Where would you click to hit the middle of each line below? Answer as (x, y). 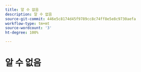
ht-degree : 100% (22, 33)
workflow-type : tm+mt (27, 23)
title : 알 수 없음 (22, 10)
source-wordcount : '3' (28, 28)
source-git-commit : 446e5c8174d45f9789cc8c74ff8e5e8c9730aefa (70, 19)
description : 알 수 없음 (29, 14)
